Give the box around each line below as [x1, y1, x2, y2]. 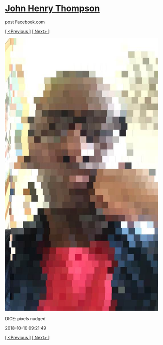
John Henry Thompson [5, 3, 100, 14]
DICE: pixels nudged [5, 315, 46, 321]
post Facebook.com [5, 19, 45, 25]
